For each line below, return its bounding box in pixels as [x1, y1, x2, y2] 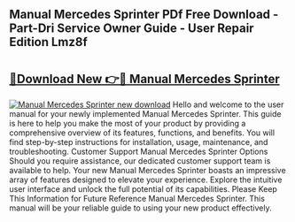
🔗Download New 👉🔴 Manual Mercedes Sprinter [9, 71, 281, 87]
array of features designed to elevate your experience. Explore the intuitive [9, 174, 283, 185]
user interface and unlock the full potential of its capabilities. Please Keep [9, 184, 277, 194]
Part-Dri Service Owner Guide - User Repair [9, 21, 254, 36]
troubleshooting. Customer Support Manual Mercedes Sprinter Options [9, 146, 268, 157]
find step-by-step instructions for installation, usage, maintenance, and [9, 137, 268, 147]
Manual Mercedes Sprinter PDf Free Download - [9, 7, 279, 22]
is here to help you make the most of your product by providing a [9, 119, 246, 128]
